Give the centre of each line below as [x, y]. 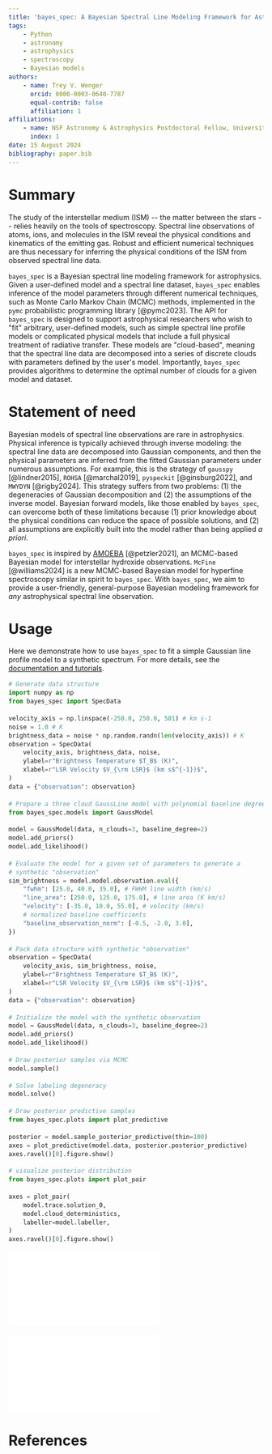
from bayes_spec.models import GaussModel [81, 812]
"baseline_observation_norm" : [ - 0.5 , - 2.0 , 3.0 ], [108, 923]
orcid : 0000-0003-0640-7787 [77, 94]
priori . [18, 538]
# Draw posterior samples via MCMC [68, 1060]
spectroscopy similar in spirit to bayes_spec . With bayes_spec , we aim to [127, 579]
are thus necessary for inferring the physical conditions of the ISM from [127, 252]
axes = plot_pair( [39, 1197]
